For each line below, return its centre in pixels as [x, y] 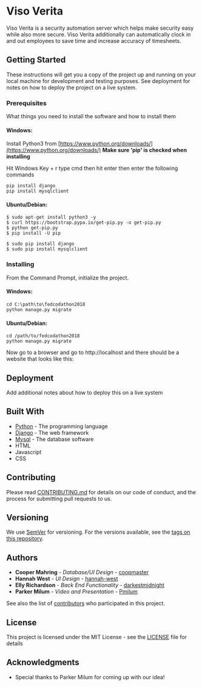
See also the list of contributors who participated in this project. [86, 603]
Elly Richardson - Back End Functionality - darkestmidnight [90, 585]
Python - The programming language [61, 426]
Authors [22, 558]
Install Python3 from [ [33, 144]
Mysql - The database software [54, 439]
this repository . [25, 538]
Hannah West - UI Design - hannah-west [66, 579]
